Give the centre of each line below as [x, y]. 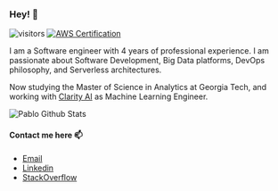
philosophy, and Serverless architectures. [86, 70]
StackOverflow [49, 177]
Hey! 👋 [24, 14]
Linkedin [38, 168]
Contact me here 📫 [46, 135]
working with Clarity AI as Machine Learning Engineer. [109, 96]
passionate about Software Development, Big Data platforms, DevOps [137, 61]
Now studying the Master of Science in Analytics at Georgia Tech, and [138, 87]
